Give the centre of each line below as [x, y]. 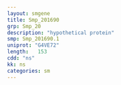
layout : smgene [29, 13]
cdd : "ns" [21, 58]
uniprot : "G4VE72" [33, 45]
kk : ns [16, 64]
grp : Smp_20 [24, 26]
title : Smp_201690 [33, 20]
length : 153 [27, 52]
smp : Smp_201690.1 [33, 39]
